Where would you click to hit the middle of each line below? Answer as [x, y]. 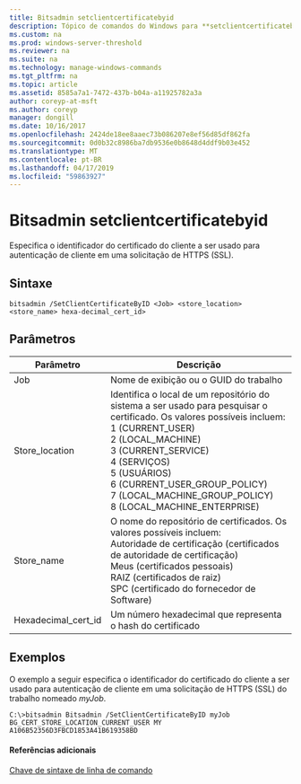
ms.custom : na [36, 34]
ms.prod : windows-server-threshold [76, 43]
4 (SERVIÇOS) [140, 462]
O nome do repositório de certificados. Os [199, 521]
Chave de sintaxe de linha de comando [81, 770]
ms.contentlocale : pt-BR [56, 159]
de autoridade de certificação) [175, 555]
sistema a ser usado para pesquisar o [189, 405]
